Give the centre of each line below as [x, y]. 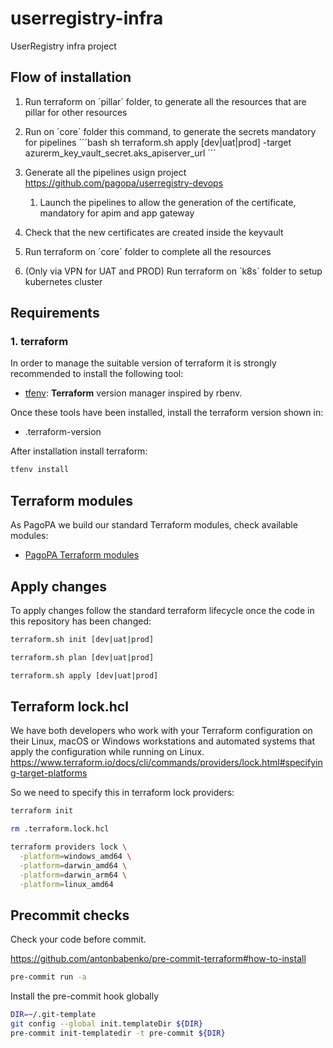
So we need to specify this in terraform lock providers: [122, 793]
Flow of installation [71, 77]
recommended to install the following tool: [97, 374]
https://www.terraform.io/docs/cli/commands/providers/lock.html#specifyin [166, 763]
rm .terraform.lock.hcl [60, 829]
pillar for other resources [76, 112]
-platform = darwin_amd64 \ [73, 865]
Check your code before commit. [78, 939]
